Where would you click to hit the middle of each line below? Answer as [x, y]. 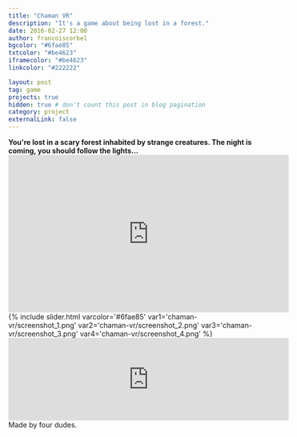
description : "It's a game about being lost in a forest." [109, 23]
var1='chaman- [173, 317]
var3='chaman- [227, 325]
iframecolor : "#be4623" [48, 61]
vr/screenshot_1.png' [42, 325]
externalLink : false [43, 120]
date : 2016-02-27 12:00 [48, 30]
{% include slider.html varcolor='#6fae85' [77, 317]
